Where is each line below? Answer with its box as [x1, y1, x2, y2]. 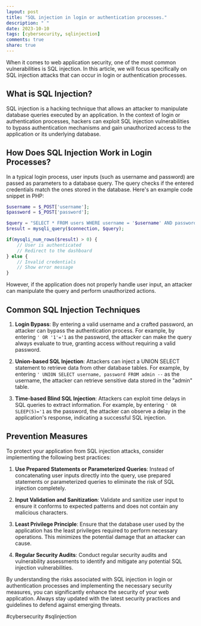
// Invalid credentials [17, 259, 77, 265]
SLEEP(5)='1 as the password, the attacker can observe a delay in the [14, 408, 186, 415]
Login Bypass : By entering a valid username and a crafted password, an [14, 321, 193, 328]
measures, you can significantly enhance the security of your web [6, 588, 169, 595]
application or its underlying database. [6, 130, 101, 137]
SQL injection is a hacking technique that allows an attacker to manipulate [6, 104, 188, 112]
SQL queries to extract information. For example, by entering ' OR [14, 401, 176, 408]
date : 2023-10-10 [6, 25, 50, 32]
